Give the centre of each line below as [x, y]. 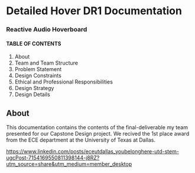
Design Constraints [38, 76]
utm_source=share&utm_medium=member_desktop [69, 164]
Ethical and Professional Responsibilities [64, 82]
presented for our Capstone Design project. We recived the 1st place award [98, 134]
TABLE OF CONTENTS [34, 43]
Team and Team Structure [46, 63]
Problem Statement [38, 69]
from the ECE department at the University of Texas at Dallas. [81, 140]
